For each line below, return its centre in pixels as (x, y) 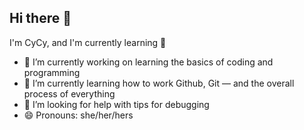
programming (52, 72)
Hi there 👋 (40, 18)
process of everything (69, 93)
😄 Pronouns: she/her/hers (78, 115)
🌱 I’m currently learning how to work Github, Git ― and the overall (159, 83)
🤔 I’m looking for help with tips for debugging (116, 104)
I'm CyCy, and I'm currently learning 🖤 (88, 42)
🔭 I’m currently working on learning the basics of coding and (148, 62)
